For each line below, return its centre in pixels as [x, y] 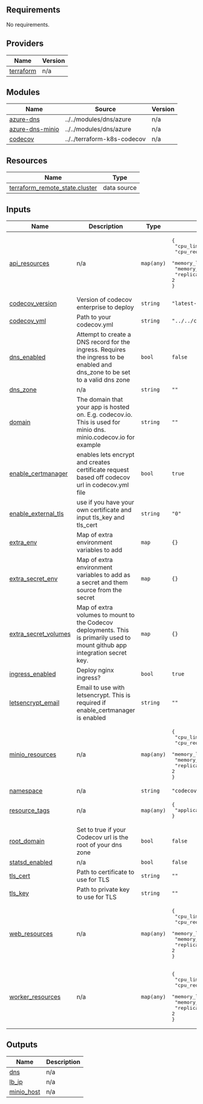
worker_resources [35, 996]
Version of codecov [104, 300]
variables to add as [104, 575]
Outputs [22, 1045]
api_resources [29, 263]
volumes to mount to [105, 615]
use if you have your [105, 503]
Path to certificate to [105, 872]
